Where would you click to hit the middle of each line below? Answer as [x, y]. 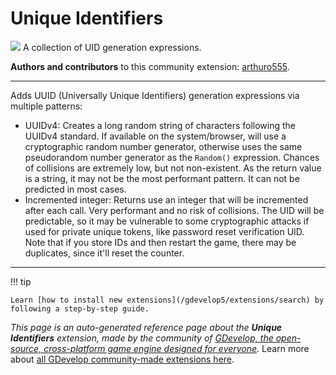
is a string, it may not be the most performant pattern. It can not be [162, 178]
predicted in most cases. [75, 189]
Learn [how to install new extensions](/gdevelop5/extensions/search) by [167, 300]
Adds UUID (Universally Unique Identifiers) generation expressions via [155, 95]
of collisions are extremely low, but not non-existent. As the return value [173, 168]
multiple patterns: [46, 106]
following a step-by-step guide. [80, 308]
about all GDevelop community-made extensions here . [122, 359]
